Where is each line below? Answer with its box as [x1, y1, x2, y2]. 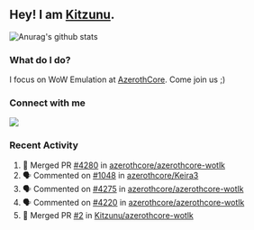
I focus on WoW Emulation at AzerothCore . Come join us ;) [9, 74, 226, 85]
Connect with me [9, 97, 86, 109]
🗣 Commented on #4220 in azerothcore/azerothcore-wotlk [22, 197, 245, 207]
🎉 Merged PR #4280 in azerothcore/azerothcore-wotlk [22, 160, 226, 170]
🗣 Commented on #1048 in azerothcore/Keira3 [22, 170, 199, 180]
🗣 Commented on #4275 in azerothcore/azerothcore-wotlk [22, 183, 244, 194]
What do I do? [9, 53, 71, 66]
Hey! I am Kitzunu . [9, 7, 115, 23]
